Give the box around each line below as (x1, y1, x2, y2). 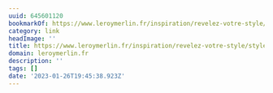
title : (8, 42, 31, 50)
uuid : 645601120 (8, 11, 63, 20)
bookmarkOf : (8, 19, 49, 27)
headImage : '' (8, 34, 57, 43)
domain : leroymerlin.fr (8, 49, 89, 57)
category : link (8, 27, 60, 35)
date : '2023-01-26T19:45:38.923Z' (8, 72, 126, 80)
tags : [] (8, 65, 38, 73)
